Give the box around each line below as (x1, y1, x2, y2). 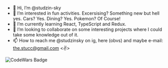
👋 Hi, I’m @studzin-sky (12, 5, 62, 11)
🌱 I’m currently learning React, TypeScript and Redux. (12, 21, 127, 27)
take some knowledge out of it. (12, 32, 79, 38)
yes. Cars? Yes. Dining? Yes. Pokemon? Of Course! (12, 16, 121, 21)
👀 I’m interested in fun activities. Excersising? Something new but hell (12, 10, 160, 16)
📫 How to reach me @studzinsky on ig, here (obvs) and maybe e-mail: (12, 38, 163, 43)
